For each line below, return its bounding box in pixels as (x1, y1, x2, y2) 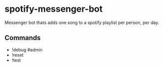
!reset (11, 52, 24, 58)
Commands (4, 34, 41, 42)
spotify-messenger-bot (4, 3, 103, 15)
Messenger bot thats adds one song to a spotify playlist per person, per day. (4, 20, 160, 25)
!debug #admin (11, 46, 43, 52)
